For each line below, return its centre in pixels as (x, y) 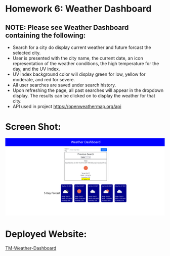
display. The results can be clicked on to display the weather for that (84, 96)
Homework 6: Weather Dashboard (78, 9)
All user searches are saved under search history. (64, 85)
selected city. (27, 53)
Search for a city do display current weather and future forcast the (82, 47)
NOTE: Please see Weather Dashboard (67, 28)
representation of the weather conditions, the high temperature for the (86, 63)
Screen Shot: (33, 127)
